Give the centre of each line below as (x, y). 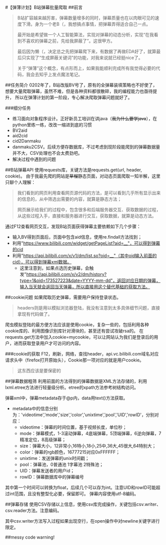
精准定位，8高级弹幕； (43, 440)
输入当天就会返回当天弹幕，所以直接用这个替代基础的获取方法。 (85, 287)
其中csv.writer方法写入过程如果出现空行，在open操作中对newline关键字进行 (83, 521)
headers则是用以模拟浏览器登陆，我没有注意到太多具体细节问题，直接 (88, 308)
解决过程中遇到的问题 (34, 159)
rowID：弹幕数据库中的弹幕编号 (52, 477)
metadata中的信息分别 (35, 409)
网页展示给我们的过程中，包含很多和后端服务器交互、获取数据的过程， (89, 210)
